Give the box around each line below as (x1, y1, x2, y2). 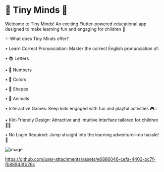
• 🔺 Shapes (5, 86, 29, 92)
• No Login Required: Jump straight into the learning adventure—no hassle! (5, 131, 159, 137)
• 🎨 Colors (5, 76, 27, 82)
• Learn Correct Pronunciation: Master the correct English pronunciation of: (5, 45, 160, 51)
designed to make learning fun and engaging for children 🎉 (5, 26, 125, 32)
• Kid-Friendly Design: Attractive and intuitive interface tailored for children (5, 117, 159, 123)
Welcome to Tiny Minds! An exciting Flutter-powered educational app (5, 21, 147, 27)
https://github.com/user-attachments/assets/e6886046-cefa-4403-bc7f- (5, 156, 156, 162)
